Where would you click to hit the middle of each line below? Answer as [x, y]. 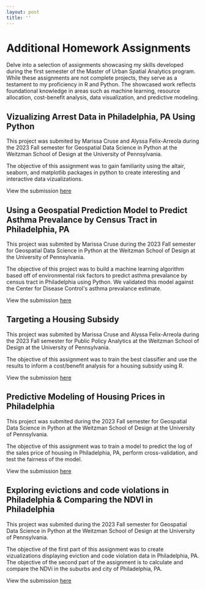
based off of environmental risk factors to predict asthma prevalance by [97, 276]
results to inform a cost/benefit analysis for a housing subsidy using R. [95, 366]
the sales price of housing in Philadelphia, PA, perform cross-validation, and [102, 452]
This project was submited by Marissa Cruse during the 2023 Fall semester [101, 244]
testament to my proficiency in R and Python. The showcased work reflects [101, 85]
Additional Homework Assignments [99, 48]
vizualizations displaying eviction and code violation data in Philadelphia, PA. [103, 556]
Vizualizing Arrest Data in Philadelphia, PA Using [101, 117]
